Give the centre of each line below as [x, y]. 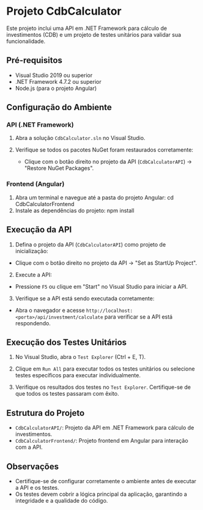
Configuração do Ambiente [59, 107]
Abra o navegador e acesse [50, 310]
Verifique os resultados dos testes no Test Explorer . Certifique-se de [103, 387]
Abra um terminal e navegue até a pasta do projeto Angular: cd [94, 198]
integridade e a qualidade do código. [61, 500]
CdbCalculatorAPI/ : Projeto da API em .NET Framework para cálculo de [105, 428]
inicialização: [31, 251]
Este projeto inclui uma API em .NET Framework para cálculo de [87, 28]
